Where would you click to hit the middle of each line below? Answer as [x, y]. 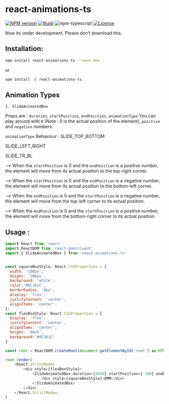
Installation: [24, 49]
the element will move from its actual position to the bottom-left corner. [79, 186]
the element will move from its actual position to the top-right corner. [76, 171]
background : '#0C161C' [32, 337]
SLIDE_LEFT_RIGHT [26, 146]
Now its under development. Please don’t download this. [64, 33]
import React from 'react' [33, 244]
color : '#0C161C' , [28, 286]
